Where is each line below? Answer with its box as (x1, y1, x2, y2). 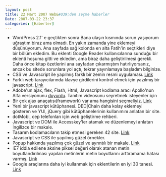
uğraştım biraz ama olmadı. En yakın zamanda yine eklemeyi (12, 40, 136, 46)
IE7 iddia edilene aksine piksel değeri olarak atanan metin (12, 145, 130, 151)
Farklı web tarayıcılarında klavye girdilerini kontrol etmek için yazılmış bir (12, 77, 160, 83)
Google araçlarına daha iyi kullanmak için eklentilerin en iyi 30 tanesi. (12, 161, 154, 167)
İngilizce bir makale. (12, 124, 54, 130)
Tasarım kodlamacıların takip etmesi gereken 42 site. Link (12, 129, 130, 135)
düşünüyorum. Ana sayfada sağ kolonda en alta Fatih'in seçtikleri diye (12, 45, 155, 51)
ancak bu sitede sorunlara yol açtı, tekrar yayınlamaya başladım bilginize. (12, 66, 162, 72)
